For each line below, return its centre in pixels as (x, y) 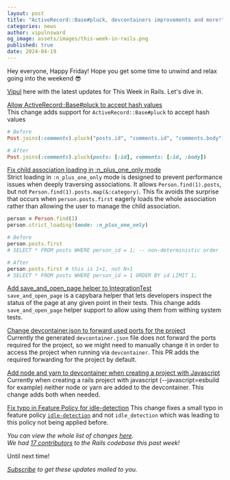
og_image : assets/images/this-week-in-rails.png (78, 39)
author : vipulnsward (37, 32)
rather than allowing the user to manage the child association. (94, 206)
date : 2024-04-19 (32, 52)
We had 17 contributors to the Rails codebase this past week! (93, 443)
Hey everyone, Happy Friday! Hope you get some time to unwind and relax (112, 71)
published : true (30, 45)
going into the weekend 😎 (44, 78)
